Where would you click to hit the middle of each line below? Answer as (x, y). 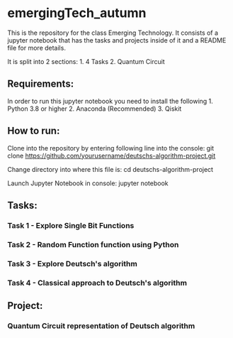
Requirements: (41, 84)
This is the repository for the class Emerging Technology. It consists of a (113, 33)
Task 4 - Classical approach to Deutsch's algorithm (97, 283)
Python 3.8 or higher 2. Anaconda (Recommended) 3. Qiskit (95, 109)
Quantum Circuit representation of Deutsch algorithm (101, 326)
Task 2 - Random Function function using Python (93, 244)
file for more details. (36, 48)
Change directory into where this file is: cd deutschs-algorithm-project (110, 169)
